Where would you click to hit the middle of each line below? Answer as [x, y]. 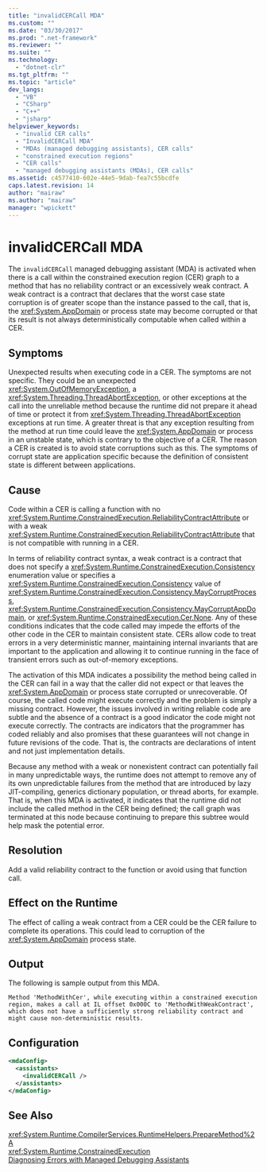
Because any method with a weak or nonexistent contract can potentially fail [133, 766]
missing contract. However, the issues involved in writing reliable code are [130, 709]
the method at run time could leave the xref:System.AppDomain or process [131, 431]
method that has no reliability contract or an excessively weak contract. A [128, 286]
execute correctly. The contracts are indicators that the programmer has [126, 725]
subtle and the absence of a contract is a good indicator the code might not [132, 717]
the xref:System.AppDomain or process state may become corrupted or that [133, 311]
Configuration [44, 1043]
